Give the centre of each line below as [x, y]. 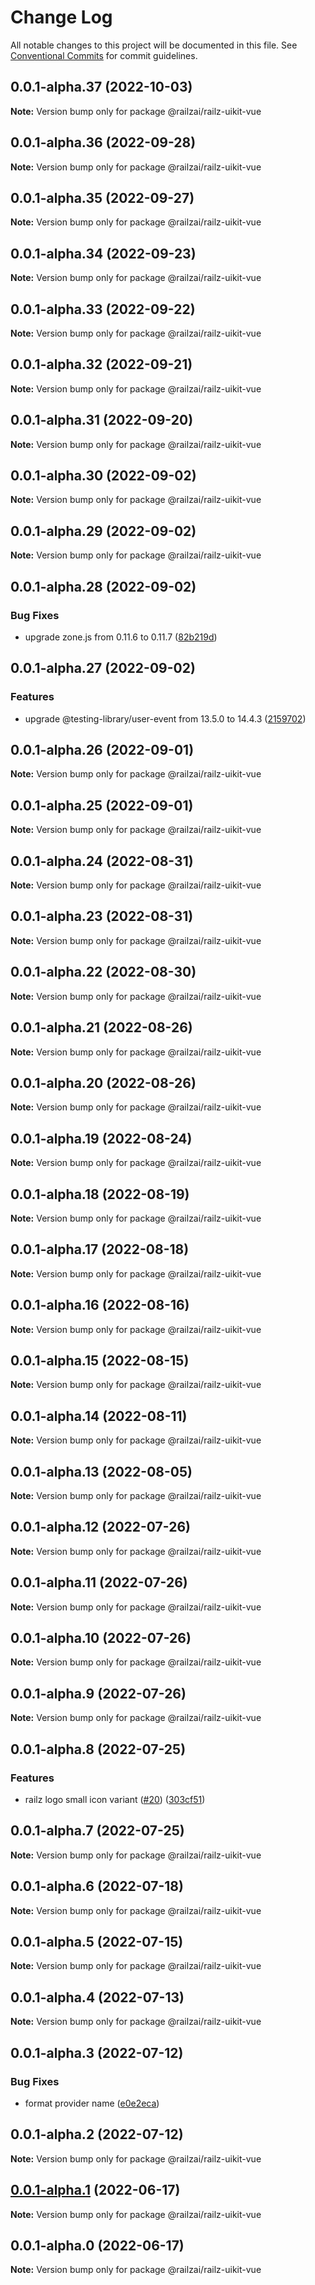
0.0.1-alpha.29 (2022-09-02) [103, 531]
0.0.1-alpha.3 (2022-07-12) [97, 2052]
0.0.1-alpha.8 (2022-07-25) [98, 1749]
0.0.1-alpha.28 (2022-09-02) [103, 586]
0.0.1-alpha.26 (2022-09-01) [102, 750]
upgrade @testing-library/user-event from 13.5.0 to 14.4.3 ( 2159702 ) [165, 718]
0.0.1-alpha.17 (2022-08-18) [100, 1249]
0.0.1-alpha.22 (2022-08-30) [103, 972]
